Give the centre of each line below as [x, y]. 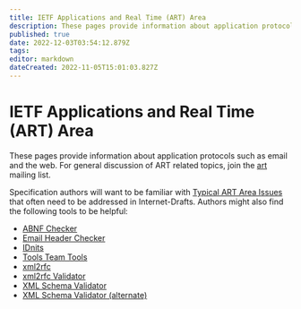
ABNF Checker [50, 228]
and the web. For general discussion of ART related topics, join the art [138, 165]
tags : [19, 51]
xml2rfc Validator [54, 276]
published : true [39, 34]
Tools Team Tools [55, 257]
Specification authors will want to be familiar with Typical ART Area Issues [146, 192]
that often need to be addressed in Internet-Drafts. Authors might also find [146, 202]
